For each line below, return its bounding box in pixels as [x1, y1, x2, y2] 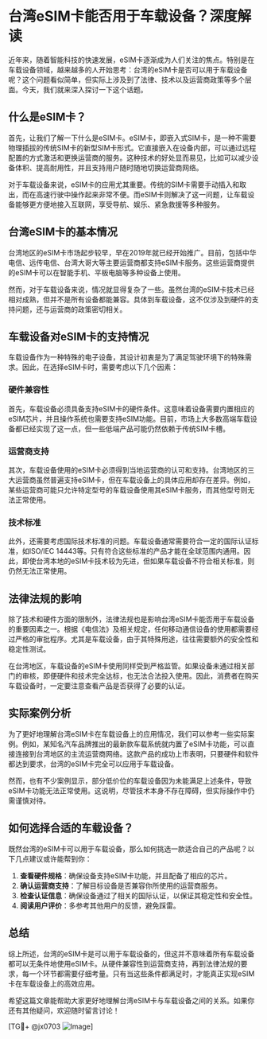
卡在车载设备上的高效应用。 [8, 979, 99, 988]
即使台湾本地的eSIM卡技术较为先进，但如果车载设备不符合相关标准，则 [21, 556, 255, 566]
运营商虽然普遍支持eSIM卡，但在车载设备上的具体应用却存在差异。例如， [14, 475, 255, 484]
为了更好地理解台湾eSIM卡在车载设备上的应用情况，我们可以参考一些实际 [8, 729, 248, 738]
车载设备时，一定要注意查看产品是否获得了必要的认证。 [8, 681, 189, 691]
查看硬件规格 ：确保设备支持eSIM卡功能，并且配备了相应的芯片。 [19, 870, 232, 880]
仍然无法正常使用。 [8, 566, 72, 576]
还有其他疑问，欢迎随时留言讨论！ [8, 1006, 120, 1015]
